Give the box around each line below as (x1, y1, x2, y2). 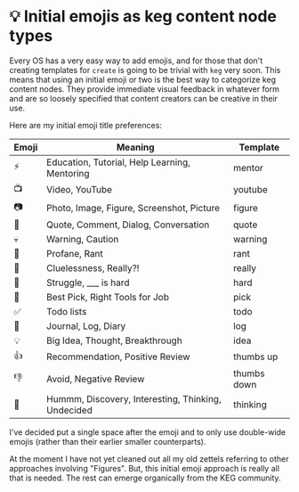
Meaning (116, 141, 155, 153)
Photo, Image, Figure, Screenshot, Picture (45, 202, 221, 215)
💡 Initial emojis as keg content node (9, 6, 278, 27)
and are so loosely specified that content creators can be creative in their (9, 93, 279, 103)
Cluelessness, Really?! (45, 261, 140, 274)
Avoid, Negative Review (45, 373, 145, 385)
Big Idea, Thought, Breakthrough (45, 334, 182, 347)
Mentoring (45, 167, 91, 179)
